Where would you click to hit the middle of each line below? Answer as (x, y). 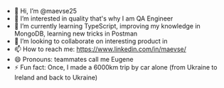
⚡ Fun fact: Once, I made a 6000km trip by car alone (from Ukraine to (116, 67)
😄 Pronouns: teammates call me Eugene (74, 59)
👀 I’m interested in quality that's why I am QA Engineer (94, 18)
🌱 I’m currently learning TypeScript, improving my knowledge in (107, 26)
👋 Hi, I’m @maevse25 (45, 11)
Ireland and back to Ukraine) (56, 77)
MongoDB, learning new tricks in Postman (76, 33)
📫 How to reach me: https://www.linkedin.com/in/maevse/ (100, 49)
